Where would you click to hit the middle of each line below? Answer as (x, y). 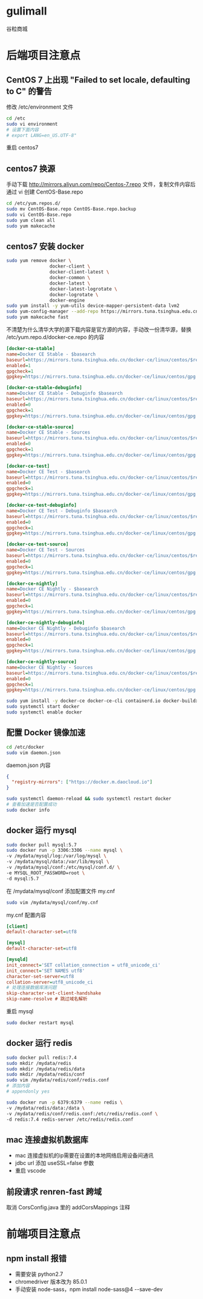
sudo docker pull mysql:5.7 (42, 845)
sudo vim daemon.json (34, 753)
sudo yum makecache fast (37, 317)
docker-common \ (70, 278)
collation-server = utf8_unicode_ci (50, 982)
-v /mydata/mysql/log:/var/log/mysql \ (56, 856)
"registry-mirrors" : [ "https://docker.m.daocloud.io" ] (82, 782)
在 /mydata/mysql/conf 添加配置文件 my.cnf (61, 891)
